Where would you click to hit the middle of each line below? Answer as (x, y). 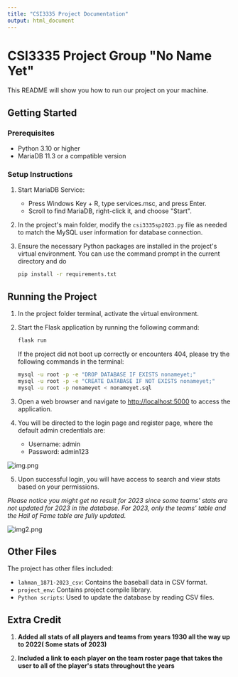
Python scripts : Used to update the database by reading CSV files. (116, 597)
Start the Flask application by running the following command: (108, 327)
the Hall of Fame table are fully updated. (67, 515)
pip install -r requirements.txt (67, 274)
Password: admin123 (59, 451)
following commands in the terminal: (71, 361)
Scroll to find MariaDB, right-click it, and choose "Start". (110, 211)
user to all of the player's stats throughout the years (96, 666)
